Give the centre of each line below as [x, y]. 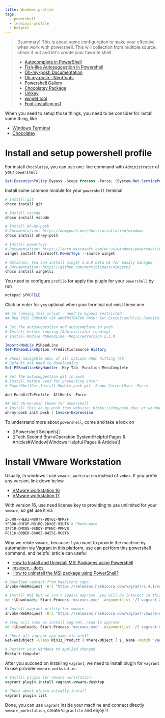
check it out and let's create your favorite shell [64, 53]
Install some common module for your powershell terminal [64, 190]
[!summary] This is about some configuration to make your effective [86, 42]
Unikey [31, 94]
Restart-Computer [23, 654]
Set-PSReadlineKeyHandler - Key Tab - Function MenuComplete [67, 368]
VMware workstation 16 [36, 490]
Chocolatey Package [45, 88]
